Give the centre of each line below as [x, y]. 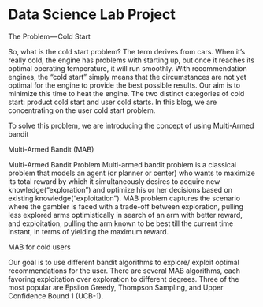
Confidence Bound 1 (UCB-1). [56, 296]
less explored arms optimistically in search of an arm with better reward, [125, 215]
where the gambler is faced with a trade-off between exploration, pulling [126, 206]
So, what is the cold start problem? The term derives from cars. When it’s [127, 51]
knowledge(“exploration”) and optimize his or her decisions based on [120, 189]
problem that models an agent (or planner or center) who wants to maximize [132, 173]
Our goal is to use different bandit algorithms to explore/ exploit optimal [124, 262]
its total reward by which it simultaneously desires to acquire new [114, 181]
